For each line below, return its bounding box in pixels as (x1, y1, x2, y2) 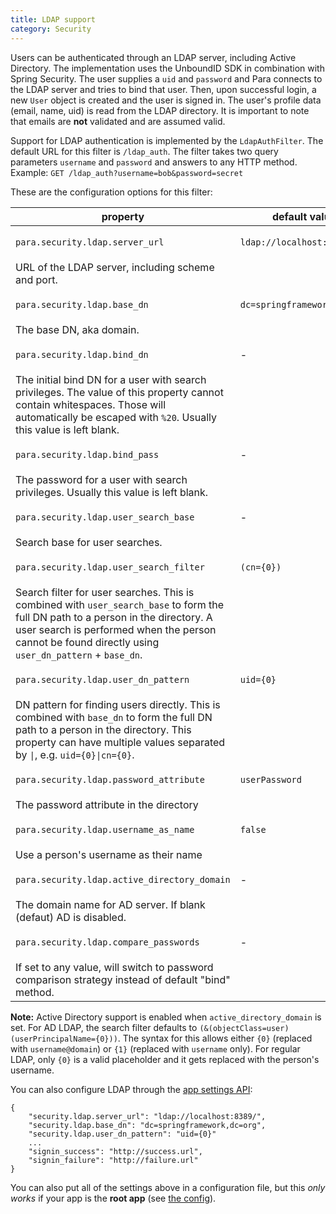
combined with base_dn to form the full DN (15, 710, 213, 724)
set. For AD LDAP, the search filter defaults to (10, 1021, 198, 1033)
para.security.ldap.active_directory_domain (15, 874, 231, 885)
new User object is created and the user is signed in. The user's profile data (10, 94, 322, 106)
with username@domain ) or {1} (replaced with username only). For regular (10, 1042, 301, 1055)
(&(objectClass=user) (199, 1023, 290, 1033)
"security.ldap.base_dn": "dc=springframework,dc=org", (28, 1120, 267, 1130)
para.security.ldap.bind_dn (15, 349, 149, 360)
